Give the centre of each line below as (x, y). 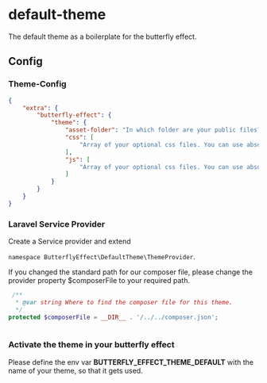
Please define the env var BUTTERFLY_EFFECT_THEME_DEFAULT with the (131, 362)
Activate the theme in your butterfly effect (91, 345)
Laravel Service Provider (57, 224)
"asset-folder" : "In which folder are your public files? (163, 130)
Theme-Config (37, 84)
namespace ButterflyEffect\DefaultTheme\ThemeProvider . (102, 257)
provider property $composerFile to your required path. (99, 281)
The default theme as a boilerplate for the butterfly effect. (103, 36)
